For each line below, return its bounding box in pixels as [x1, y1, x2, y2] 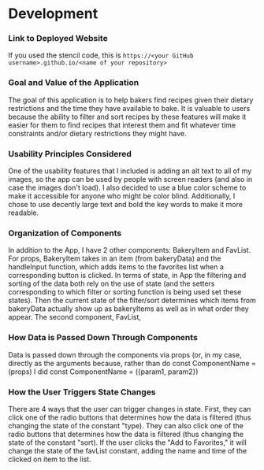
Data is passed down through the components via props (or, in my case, [8, 350, 242, 359]
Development [8, 5, 99, 23]
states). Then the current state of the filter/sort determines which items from [8, 296, 256, 305]
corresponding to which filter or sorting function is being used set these [8, 287, 242, 297]
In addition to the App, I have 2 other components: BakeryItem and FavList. [8, 246, 251, 255]
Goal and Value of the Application [8, 77, 139, 88]
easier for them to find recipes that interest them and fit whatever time [8, 120, 236, 130]
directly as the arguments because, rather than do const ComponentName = [8, 358, 256, 368]
